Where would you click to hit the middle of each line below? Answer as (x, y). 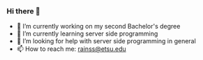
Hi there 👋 (24, 11)
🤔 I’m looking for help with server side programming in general (106, 41)
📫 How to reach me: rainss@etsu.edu (71, 49)
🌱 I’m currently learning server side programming (87, 33)
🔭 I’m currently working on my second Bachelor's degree (98, 27)
